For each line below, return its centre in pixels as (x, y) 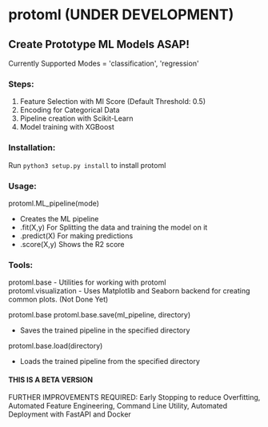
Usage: (23, 186)
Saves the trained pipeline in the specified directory (105, 330)
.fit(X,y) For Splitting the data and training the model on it (114, 227)
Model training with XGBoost (67, 127)
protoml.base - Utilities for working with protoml (87, 282)
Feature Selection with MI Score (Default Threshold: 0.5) (113, 102)
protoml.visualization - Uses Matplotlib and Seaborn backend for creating (129, 291)
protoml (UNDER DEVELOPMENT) (121, 15)
